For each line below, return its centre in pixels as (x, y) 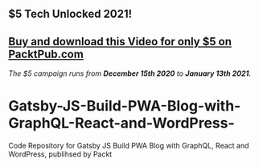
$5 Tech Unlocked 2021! (70, 14)
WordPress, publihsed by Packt (60, 154)
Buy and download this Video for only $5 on (120, 42)
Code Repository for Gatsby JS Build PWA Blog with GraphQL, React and (129, 146)
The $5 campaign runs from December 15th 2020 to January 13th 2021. (130, 73)
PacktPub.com (46, 54)
